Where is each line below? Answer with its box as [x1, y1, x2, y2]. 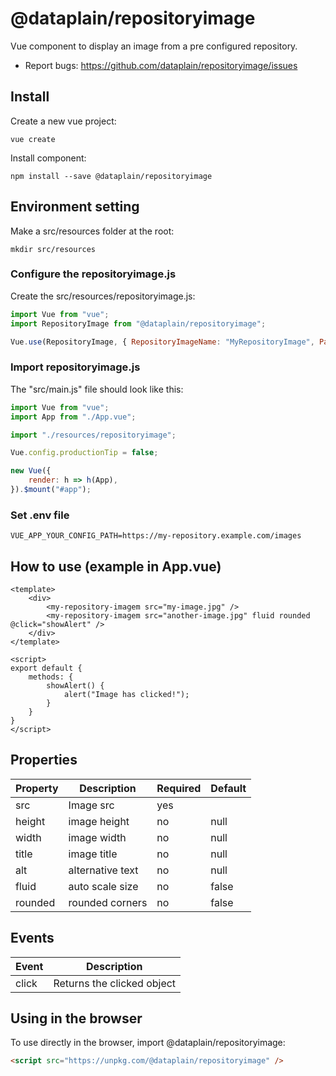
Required [156, 781, 202, 795]
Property [15, 781, 59, 795]
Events [10, 930, 55, 947]
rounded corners [68, 895, 148, 909]
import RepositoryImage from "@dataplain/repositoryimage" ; [10, 318, 267, 329]
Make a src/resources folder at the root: [10, 225, 175, 237]
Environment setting [10, 198, 140, 216]
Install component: [10, 152, 87, 164]
